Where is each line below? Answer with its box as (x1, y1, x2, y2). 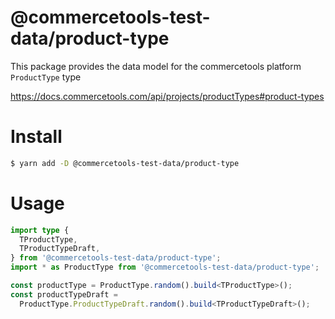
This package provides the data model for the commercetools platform (10, 60, 302, 72)
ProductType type (10, 71, 82, 83)
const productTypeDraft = (10, 289, 118, 300)
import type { (10, 225, 70, 235)
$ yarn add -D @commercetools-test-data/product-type (10, 158, 240, 168)
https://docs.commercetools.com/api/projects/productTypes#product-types (10, 90, 325, 102)
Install (10, 126, 63, 148)
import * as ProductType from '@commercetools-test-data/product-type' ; (10, 262, 320, 273)
